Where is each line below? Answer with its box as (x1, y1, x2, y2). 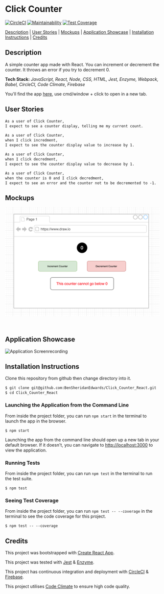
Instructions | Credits (5, 34, 47, 40)
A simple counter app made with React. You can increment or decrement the (5, 61, 160, 67)
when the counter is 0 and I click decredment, (5, 175, 104, 181)
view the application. (5, 447, 47, 453)
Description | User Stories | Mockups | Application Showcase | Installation (5, 29, 154, 35)
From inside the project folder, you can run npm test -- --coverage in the (5, 508, 153, 514)
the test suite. (5, 475, 33, 481)
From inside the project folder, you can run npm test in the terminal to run (5, 470, 153, 476)
